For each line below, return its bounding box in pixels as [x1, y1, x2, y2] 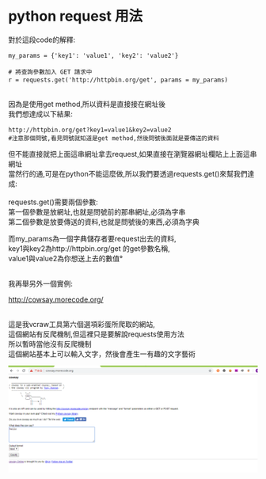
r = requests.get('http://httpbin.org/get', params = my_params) [8, 76, 228, 84]
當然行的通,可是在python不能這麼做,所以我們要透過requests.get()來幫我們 [8, 169, 248, 178]
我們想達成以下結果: [8, 108, 74, 119]
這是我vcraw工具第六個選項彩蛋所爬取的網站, [8, 319, 156, 329]
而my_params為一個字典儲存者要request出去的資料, [8, 234, 177, 243]
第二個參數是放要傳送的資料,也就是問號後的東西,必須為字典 [8, 217, 200, 226]
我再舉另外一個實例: [8, 279, 74, 288]
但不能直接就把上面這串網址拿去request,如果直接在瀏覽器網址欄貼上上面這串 [8, 149, 257, 158]
